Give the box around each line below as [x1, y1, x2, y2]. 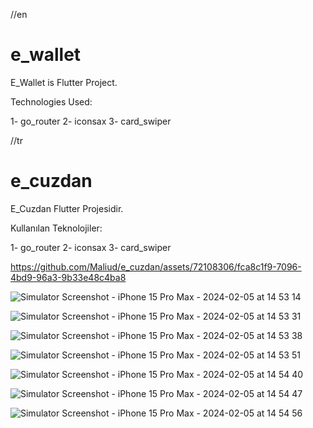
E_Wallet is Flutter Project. [10, 76, 118, 88]
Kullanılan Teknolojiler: [10, 222, 103, 234]
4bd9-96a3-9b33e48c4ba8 [10, 271, 127, 283]
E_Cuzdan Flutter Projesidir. [10, 202, 124, 214]
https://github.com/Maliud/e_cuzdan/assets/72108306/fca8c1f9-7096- [10, 260, 302, 273]
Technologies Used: [10, 95, 93, 108]
